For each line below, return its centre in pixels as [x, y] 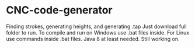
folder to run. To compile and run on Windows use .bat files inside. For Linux [98, 32]
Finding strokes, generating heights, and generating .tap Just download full [96, 26]
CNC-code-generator [59, 10]
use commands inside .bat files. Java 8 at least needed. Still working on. [93, 39]
